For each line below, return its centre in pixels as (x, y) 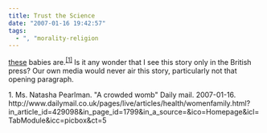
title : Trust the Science (51, 16)
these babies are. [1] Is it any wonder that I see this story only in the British (130, 61)
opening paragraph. (41, 79)
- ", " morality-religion (57, 38)
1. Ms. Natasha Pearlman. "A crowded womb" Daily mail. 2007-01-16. (122, 95)
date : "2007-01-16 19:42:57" (57, 23)
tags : (17, 30)
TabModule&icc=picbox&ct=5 (58, 120)
